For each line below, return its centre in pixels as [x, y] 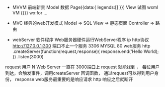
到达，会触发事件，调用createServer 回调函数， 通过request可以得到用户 [80, 73]
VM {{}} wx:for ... [30, 13]
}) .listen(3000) [28, 57]
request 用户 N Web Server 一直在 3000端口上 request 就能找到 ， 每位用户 [82, 67]
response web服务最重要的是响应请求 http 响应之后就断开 [74, 79]
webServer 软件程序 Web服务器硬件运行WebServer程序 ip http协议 [81, 40]
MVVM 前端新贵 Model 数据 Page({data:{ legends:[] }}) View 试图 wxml [85, 7]
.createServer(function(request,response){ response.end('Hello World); [85, 51]
